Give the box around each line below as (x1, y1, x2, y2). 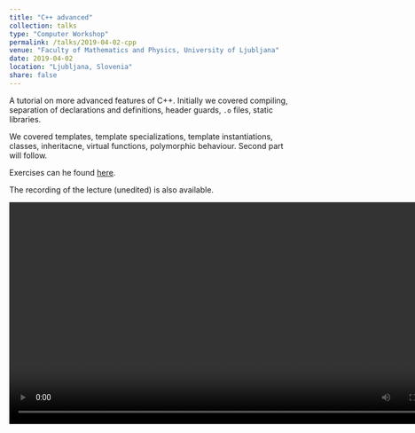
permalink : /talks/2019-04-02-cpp (9, 37, 137, 47)
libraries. (9, 114, 42, 124)
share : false (9, 71, 58, 80)
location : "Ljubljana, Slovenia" (9, 63, 133, 72)
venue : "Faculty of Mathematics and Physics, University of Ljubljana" (9, 46, 279, 55)
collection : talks (9, 21, 77, 30)
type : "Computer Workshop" (9, 29, 109, 38)
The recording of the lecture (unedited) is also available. (9, 184, 215, 195)
